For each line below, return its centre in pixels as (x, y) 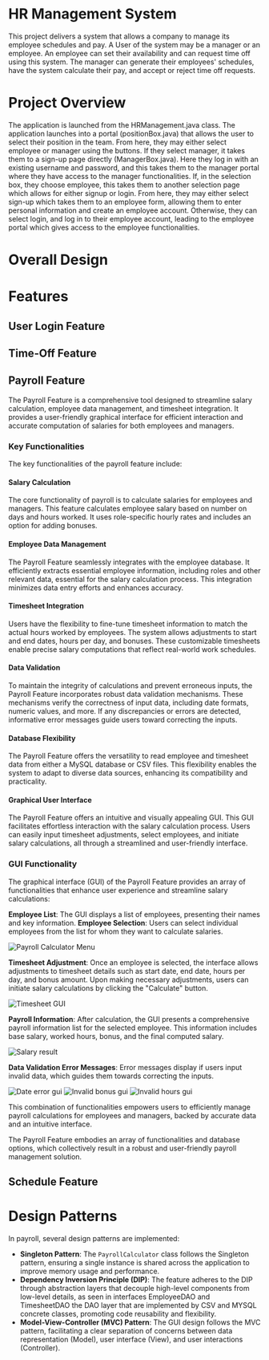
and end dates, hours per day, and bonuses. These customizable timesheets (134, 641)
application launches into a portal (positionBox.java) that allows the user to (131, 133)
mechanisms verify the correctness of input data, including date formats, (128, 702)
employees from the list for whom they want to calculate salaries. (116, 931)
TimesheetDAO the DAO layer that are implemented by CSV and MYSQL (139, 1305)
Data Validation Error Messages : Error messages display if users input (125, 1067)
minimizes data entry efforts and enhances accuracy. (96, 588)
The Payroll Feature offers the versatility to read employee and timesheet (128, 756)
